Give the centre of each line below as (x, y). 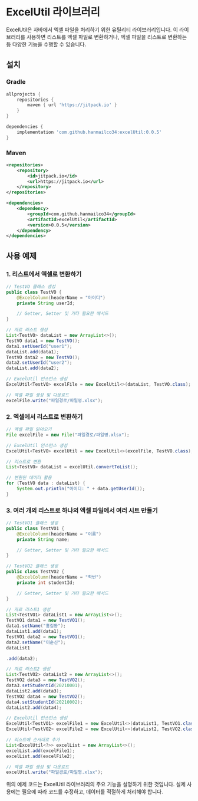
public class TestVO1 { (35, 528)
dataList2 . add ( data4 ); (34, 708)
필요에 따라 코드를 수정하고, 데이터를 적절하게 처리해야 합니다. (92, 792)
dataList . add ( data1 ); (33, 352)
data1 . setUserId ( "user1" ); (39, 346)
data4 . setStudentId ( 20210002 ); (44, 702)
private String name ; (43, 539)
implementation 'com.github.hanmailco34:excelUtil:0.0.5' (89, 132)
